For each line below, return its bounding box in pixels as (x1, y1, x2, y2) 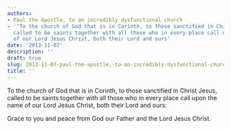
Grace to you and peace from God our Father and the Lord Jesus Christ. (7, 114, 212, 122)
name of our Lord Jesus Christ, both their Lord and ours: (7, 101, 167, 109)
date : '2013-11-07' (7, 42, 63, 49)
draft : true (7, 55, 41, 62)
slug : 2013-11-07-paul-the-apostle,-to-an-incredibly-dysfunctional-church (7, 61, 229, 68)
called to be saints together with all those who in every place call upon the (7, 93, 218, 102)
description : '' (7, 49, 54, 56)
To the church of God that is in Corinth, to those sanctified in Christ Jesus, (7, 86, 218, 95)
